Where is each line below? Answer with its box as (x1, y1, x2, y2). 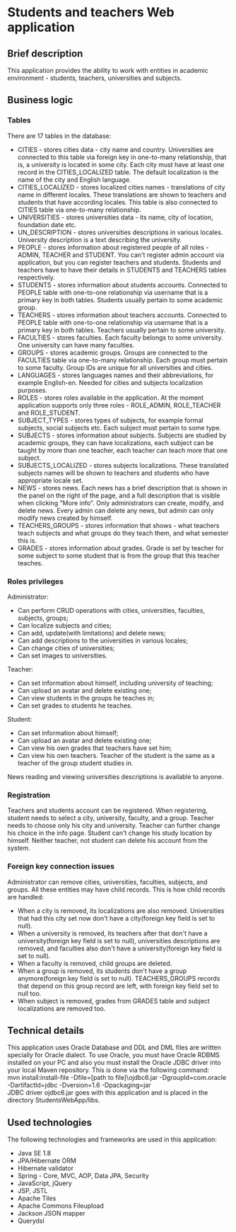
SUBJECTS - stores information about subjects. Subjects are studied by (17, 431, 227, 439)
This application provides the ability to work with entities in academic (7, 67, 208, 74)
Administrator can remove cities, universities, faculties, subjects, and (7, 877, 208, 886)
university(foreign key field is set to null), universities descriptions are (17, 936, 220, 945)
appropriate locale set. (17, 476, 83, 485)
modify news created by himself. (17, 514, 113, 522)
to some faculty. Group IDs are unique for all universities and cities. (17, 363, 213, 372)
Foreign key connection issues (7, 861, 115, 871)
